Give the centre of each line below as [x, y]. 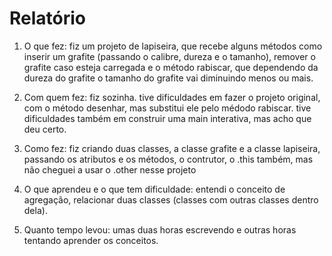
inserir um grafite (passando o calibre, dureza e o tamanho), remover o [169, 56]
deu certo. [45, 129]
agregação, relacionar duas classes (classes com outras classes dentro [171, 199]
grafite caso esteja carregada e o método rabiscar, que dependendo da [171, 67]
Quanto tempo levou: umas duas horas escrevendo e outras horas [160, 229]
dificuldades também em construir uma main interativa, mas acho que [167, 118]
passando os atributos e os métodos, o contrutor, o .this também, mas [168, 159]
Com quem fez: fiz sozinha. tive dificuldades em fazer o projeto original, [172, 97]
